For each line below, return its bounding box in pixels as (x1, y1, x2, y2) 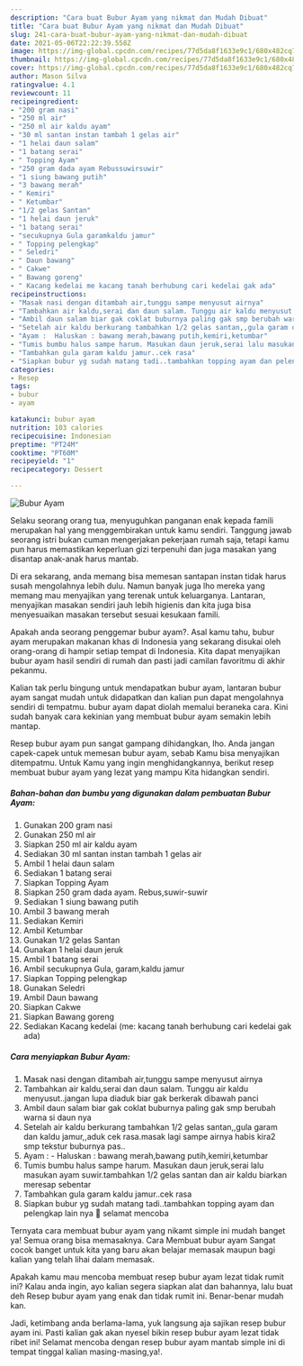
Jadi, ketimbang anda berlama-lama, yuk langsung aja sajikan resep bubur (10, 1317, 287, 1328)
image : (10, 47, 35, 56)
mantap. (10, 721, 41, 731)
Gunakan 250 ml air (22, 829, 97, 840)
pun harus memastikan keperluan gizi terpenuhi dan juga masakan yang (10, 544, 277, 554)
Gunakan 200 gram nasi (22, 819, 113, 830)
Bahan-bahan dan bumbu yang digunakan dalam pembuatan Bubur (10, 788, 272, 798)
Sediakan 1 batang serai (22, 867, 112, 879)
